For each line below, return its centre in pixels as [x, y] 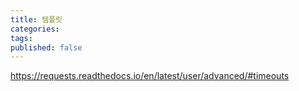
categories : [35, 29]
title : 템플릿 [36, 19]
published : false [46, 47]
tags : [21, 38]
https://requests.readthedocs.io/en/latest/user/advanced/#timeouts [150, 76]
